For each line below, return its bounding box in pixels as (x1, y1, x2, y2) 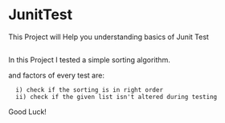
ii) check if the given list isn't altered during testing (15, 93, 218, 101)
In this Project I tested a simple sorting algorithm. (8, 55, 170, 65)
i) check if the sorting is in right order (15, 86, 163, 94)
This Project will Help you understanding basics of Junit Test (8, 32, 209, 42)
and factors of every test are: (8, 70, 104, 81)
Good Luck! (8, 107, 47, 117)
